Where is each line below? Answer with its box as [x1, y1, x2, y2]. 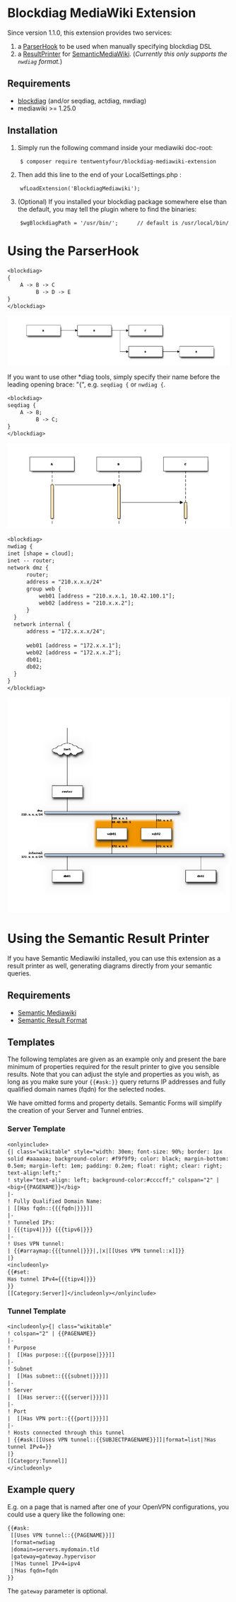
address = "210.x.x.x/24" [25, 578, 102, 585]
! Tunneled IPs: [7, 1219, 55, 1226]
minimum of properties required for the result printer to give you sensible [7, 1063, 220, 1071]
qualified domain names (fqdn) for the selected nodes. [7, 1085, 166, 1094]
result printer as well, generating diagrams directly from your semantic [7, 961, 213, 970]
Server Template [7, 1124, 66, 1134]
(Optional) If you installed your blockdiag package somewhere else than [17, 197, 228, 206]
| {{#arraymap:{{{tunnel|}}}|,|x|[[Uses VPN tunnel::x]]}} [7, 1247, 185, 1254]
